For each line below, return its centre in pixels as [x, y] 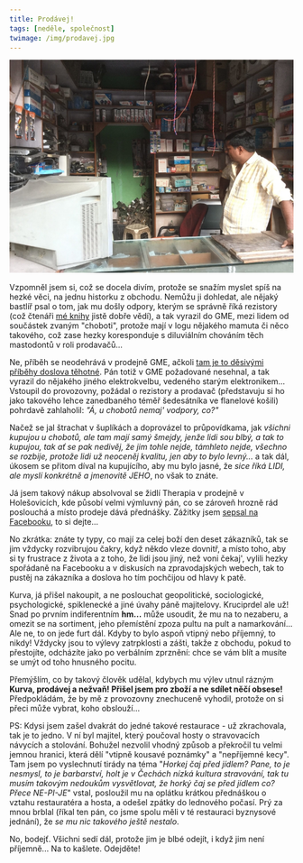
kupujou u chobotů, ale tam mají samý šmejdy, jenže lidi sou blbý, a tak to [147, 437]
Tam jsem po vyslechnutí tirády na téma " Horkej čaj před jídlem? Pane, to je [150, 764]
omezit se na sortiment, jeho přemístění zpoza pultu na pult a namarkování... [151, 624]
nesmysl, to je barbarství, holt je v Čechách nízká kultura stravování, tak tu [149, 774]
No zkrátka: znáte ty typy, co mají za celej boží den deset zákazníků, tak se [149, 539]
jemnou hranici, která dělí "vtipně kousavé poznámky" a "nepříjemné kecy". [149, 755]
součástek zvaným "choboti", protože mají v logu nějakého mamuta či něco [149, 326]
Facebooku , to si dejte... [54, 522]
